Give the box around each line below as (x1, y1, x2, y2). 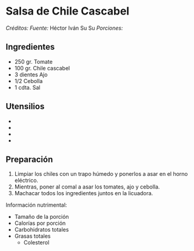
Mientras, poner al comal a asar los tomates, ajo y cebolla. (14, 183, 160, 190)
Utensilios (5, 101, 45, 112)
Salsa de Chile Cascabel (5, 4, 130, 18)
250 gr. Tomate (14, 58, 53, 65)
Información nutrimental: (5, 201, 67, 209)
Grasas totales (14, 232, 51, 240)
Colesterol (23, 239, 50, 246)
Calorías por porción (14, 219, 66, 227)
